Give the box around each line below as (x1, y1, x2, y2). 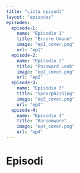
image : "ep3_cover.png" (16, 96, 75, 102)
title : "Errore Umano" (16, 36, 72, 42)
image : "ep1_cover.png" (16, 42, 75, 48)
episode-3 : (11, 80, 38, 86)
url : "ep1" (16, 47, 44, 53)
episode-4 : (11, 107, 38, 113)
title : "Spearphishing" (16, 91, 75, 97)
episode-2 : (11, 52, 38, 58)
